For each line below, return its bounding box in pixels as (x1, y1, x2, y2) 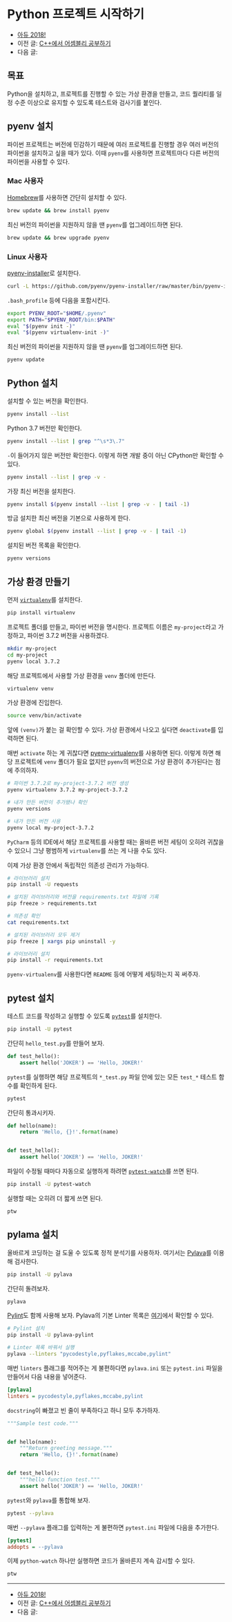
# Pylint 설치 (7, 1325, 45, 1332)
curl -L (7, 283, 30, 290)
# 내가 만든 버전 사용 (7, 818, 61, 824)
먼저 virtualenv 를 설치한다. (7, 596, 83, 604)
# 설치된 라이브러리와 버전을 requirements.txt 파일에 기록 (7, 894, 159, 900)
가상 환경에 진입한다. (7, 699, 63, 707)
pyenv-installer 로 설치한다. (7, 269, 81, 277)
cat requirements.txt (7, 918, 70, 926)
